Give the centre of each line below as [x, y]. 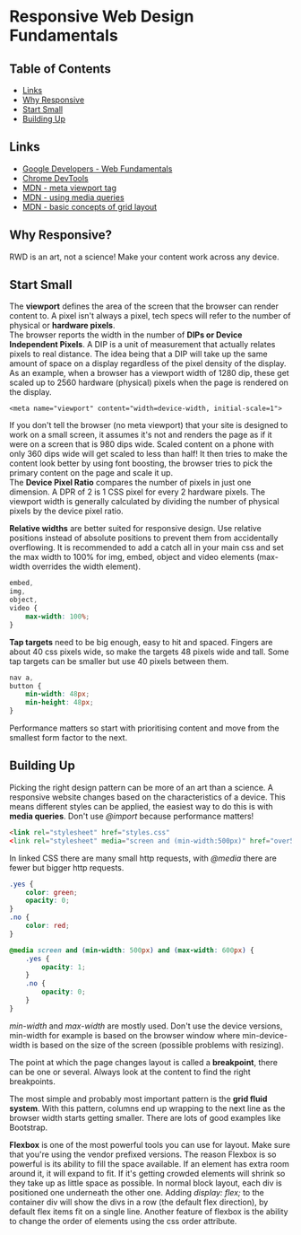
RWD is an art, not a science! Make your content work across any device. [144, 257]
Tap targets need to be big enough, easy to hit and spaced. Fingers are [141, 642]
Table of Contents [60, 69]
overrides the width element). [86, 566]
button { [26, 686]
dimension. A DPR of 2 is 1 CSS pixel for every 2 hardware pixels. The [138, 492]
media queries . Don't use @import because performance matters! [132, 816]
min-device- [265, 1035]
